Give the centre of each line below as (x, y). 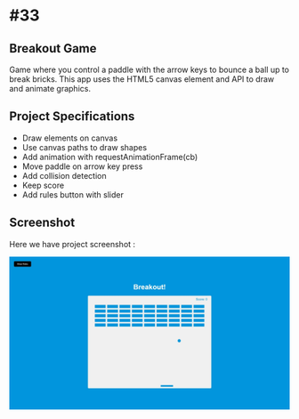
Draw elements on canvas (70, 138)
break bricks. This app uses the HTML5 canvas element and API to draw (141, 79)
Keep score (43, 185)
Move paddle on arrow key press (82, 166)
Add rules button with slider (73, 194)
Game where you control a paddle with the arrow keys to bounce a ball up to (149, 69)
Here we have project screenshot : (73, 244)
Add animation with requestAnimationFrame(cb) (110, 157)
